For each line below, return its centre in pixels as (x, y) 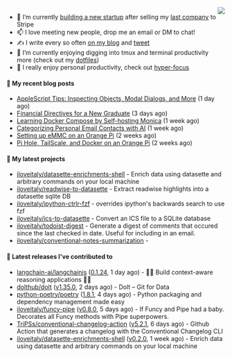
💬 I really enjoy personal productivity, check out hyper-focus (103, 67)
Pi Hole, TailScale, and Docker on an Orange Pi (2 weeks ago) (105, 143)
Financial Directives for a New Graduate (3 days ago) (92, 113)
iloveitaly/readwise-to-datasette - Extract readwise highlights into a (113, 189)
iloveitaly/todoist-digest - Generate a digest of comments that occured (117, 226)
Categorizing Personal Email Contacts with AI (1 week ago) (100, 128)
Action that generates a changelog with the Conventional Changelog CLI (119, 331)
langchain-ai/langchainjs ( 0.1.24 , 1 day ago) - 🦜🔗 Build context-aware (115, 272)
